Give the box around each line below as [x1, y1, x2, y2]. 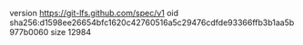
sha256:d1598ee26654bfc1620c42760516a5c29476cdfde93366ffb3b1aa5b [9, 17, 295, 28]
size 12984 [50, 27, 92, 37]
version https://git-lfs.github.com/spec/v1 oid [9, 8, 179, 18]
